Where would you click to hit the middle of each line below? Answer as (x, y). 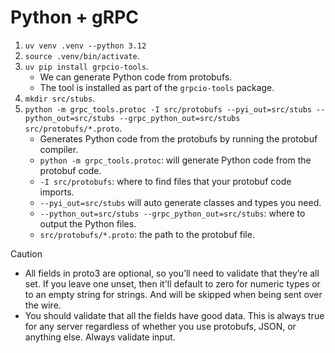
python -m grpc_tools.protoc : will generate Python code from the (175, 160)
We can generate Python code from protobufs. (136, 77)
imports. (57, 192)
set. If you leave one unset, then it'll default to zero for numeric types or (172, 283)
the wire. (43, 305)
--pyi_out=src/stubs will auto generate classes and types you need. (180, 202)
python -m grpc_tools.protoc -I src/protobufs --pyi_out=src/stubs (168, 109)
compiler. (59, 149)
